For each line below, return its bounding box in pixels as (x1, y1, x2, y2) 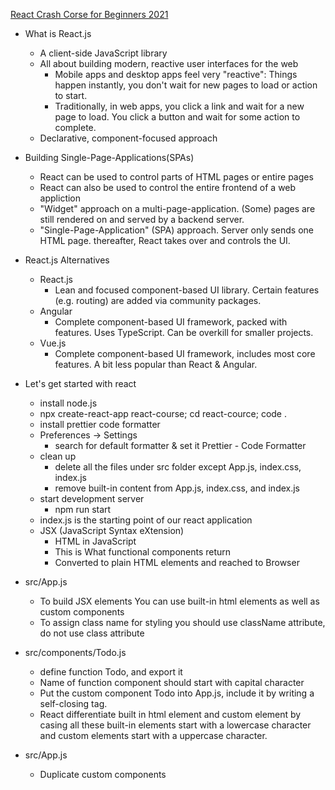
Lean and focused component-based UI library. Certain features (54, 284, 320, 296)
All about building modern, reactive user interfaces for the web (39, 58, 299, 69)
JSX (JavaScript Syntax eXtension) (39, 525, 185, 536)
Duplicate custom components (39, 769, 167, 780)
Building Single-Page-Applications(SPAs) (24, 152, 195, 163)
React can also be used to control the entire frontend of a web (39, 182, 297, 193)
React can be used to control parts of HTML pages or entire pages (39, 171, 314, 183)
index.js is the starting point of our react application (39, 514, 253, 526)
